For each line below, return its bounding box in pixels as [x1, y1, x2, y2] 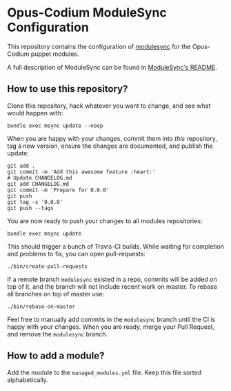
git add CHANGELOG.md [7, 180, 70, 187]
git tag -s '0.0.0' [7, 198, 63, 205]
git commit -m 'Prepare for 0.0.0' [7, 187, 110, 193]
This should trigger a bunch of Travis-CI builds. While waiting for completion [7, 242, 224, 250]
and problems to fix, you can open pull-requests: [7, 249, 146, 258]
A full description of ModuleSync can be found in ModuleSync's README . [7, 63, 217, 71]
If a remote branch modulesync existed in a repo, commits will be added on [7, 275, 217, 283]
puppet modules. [30, 50, 79, 58]
